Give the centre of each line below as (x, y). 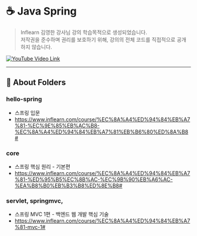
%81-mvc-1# (30, 227)
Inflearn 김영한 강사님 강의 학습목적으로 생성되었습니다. (84, 32)
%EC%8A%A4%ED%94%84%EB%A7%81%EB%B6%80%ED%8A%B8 (101, 132)
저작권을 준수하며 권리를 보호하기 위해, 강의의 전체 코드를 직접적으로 (98, 39)
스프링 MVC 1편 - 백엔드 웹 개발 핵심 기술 (62, 214)
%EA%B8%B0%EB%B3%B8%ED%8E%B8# (68, 186)
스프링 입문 (27, 112)
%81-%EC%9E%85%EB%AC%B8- (57, 125)
